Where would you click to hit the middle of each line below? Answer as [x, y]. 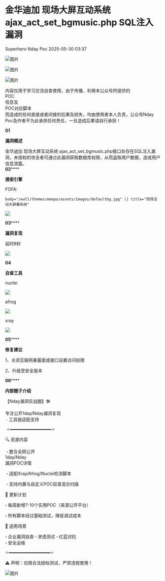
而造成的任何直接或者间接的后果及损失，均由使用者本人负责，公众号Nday [80, 114]
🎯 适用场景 [16, 526]
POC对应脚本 [18, 108]
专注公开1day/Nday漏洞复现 [33, 413]
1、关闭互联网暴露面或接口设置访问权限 [45, 360]
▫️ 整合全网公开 [21, 451]
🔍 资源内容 [16, 439]
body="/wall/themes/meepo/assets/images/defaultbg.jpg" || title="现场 [79, 199]
